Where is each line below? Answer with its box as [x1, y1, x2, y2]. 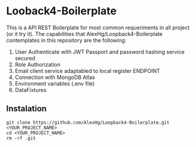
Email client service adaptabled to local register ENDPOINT [14, 67, 160, 74]
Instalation [6, 103, 47, 114]
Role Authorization [14, 61, 61, 68]
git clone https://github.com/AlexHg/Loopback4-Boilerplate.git [6, 120, 170, 125]
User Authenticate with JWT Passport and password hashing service [14, 48, 185, 55]
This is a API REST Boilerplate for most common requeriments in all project [6, 24, 190, 31]
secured [14, 54, 36, 62]
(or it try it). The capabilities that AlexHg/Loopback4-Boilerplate [6, 30, 163, 37]
